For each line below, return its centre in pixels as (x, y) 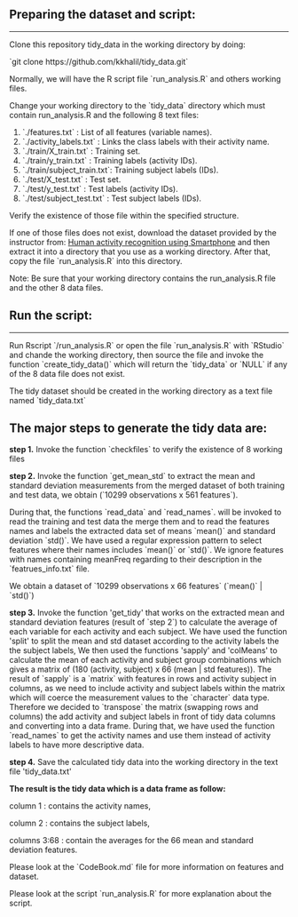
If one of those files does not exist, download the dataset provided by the (143, 232)
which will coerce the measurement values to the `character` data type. (140, 698)
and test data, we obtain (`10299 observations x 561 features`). (124, 495)
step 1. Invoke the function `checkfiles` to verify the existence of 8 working (146, 450)
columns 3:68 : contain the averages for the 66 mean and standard (132, 841)
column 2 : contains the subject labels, (80, 823)
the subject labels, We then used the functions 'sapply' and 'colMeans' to (143, 650)
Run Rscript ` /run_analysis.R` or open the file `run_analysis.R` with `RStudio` (147, 345)
